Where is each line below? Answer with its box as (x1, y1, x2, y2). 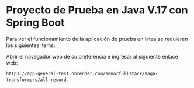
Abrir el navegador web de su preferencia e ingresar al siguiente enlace (6, 53, 178, 60)
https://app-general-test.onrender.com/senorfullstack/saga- (6, 70, 158, 76)
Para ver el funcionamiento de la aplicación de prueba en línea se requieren (6, 35, 188, 42)
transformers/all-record (6, 77, 67, 83)
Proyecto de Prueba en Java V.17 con (6, 4, 188, 17)
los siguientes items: (6, 42, 56, 49)
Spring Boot (6, 16, 65, 29)
